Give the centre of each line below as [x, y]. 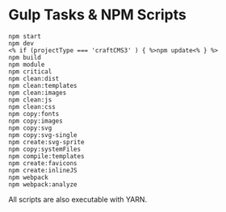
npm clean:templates [43, 85]
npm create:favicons [43, 163]
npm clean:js [30, 100]
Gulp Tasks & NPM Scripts [98, 15]
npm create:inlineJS [43, 170]
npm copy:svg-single [43, 135]
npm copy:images [36, 121]
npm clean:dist [34, 78]
